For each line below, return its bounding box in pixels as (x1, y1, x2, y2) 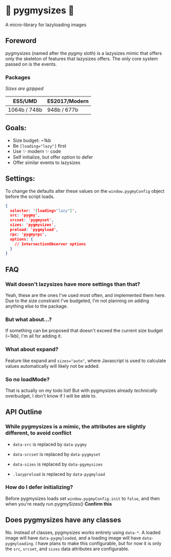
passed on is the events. (5, 61, 58, 67)
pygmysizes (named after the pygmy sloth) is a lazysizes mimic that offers (5, 50, 162, 56)
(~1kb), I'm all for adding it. (5, 333, 62, 339)
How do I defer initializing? (5, 484, 73, 491)
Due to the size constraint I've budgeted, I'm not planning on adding (5, 297, 149, 304)
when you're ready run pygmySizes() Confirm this (5, 501, 112, 507)
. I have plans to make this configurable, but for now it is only (32, 540, 162, 546)
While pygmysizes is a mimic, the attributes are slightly (5, 423, 146, 430)
